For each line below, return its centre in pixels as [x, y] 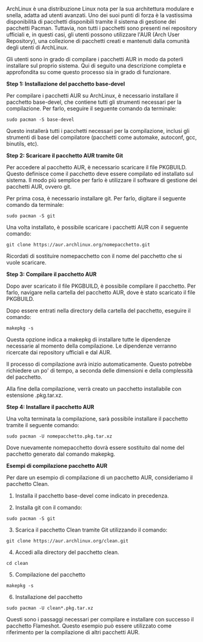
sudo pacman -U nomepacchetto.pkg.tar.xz [59, 436]
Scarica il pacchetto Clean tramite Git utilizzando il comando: [91, 530]
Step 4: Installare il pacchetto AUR [50, 407]
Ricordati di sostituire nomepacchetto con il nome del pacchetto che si [94, 256]
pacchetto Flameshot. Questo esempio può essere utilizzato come [89, 626]
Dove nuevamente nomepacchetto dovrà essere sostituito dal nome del [95, 448]
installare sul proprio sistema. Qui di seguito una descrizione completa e [96, 66]
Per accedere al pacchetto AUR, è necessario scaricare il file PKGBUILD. [97, 167]
